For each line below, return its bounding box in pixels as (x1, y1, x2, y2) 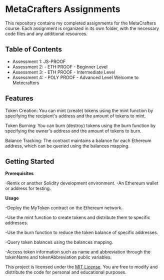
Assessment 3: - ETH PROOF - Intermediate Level (12, 69, 115, 75)
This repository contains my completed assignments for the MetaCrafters (5, 20, 156, 26)
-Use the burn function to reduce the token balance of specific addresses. (5, 229, 158, 235)
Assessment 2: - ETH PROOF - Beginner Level (12, 63, 108, 69)
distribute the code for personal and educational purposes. (5, 269, 126, 275)
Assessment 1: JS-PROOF (12, 58, 66, 64)
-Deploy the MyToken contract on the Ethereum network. (5, 205, 123, 211)
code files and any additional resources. (5, 30, 87, 36)
